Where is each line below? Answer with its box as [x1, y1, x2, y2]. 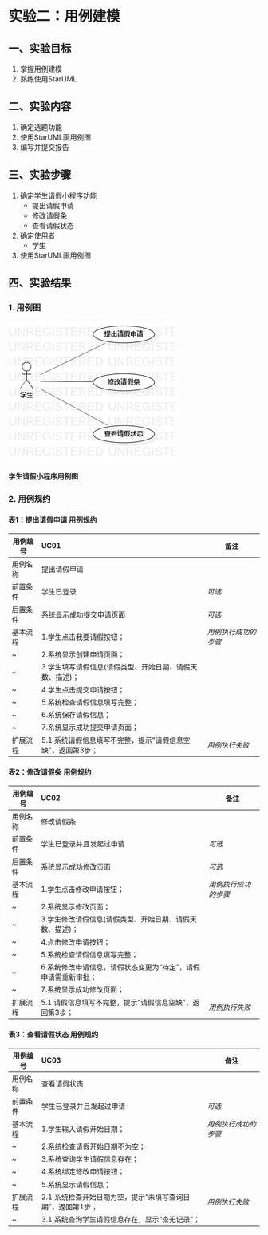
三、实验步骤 [8, 168, 72, 182]
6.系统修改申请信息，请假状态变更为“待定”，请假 [41, 962, 201, 972]
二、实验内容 [8, 100, 72, 113]
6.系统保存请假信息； [41, 710, 112, 720]
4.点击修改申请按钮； [41, 937, 111, 946]
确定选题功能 [19, 122, 62, 132]
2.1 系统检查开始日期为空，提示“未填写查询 [41, 1192, 183, 1201]
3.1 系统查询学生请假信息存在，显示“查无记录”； [41, 1214, 201, 1225]
